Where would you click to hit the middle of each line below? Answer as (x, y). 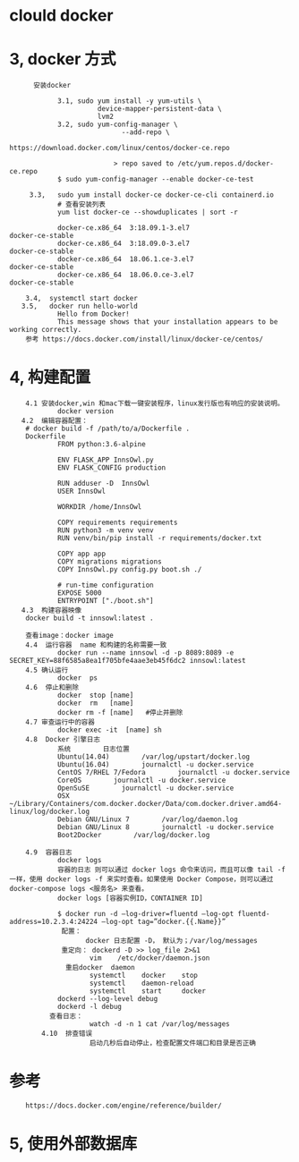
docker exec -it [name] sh (110, 730)
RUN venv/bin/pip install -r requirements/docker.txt (159, 539)
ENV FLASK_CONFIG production (111, 468)
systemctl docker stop (144, 976)
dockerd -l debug (90, 1007)
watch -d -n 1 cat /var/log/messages (159, 1024)
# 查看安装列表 (81, 205)
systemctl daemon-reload (141, 984)
